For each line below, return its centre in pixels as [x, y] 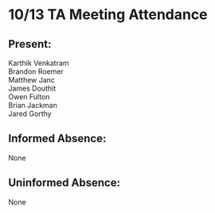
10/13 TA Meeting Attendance [108, 15]
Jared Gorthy [30, 114]
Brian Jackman [33, 105]
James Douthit [32, 88]
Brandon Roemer [36, 72]
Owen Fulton [29, 97]
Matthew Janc [32, 80]
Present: [30, 44]
